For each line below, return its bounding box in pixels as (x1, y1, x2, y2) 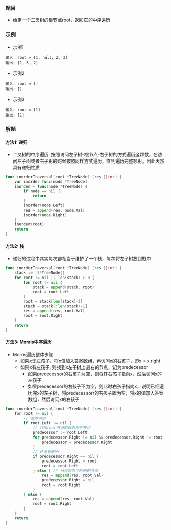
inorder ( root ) (14, 222, 44, 227)
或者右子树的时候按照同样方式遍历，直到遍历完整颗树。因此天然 (30, 157, 164, 164)
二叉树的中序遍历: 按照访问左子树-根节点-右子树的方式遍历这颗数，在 (12, 151, 158, 157)
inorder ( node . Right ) (23, 212, 67, 218)
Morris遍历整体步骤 (12, 351, 53, 357)
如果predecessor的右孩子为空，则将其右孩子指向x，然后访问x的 (27, 371, 162, 377)
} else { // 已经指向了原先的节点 (32, 468, 98, 473)
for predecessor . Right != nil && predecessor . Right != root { (32, 435, 167, 440)
